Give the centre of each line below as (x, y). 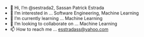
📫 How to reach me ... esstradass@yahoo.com (59, 29)
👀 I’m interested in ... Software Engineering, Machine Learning (74, 13)
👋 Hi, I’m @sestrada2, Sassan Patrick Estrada (57, 8)
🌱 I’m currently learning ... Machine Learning (56, 18)
